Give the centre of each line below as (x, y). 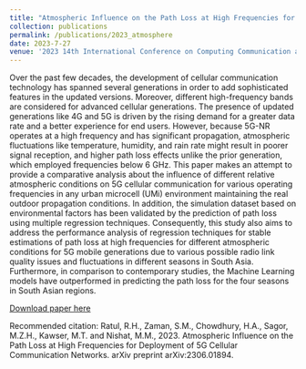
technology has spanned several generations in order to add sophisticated (149, 87)
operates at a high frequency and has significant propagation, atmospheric (150, 136)
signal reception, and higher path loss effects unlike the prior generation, (146, 155)
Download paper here (50, 308)
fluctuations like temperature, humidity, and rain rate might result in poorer (149, 146)
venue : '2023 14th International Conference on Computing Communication (150, 52)
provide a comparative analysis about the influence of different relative (142, 175)
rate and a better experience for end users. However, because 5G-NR (140, 126)
